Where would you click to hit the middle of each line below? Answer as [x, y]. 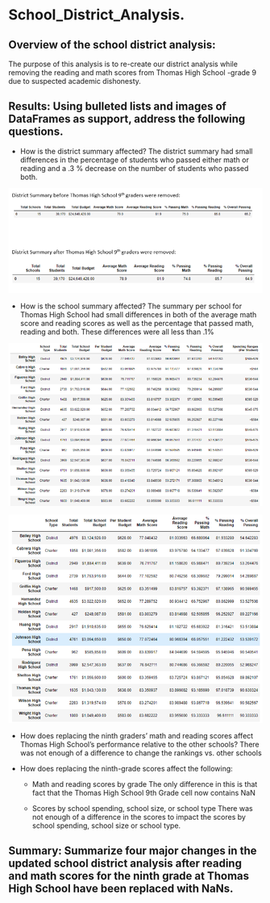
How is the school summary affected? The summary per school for [131, 306]
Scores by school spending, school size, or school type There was [142, 808]
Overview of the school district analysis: [112, 45]
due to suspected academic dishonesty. [75, 81]
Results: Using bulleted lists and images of [118, 107]
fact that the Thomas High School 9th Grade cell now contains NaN [144, 792]
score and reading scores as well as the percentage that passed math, [137, 323]
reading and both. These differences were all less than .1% [117, 332]
